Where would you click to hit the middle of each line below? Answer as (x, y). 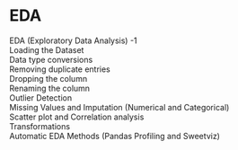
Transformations (40, 126)
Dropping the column (48, 78)
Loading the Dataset (47, 49)
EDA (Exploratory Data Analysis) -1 (73, 40)
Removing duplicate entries (60, 69)
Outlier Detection (41, 97)
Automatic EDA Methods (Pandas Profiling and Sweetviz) (115, 136)
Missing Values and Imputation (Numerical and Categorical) (119, 107)
